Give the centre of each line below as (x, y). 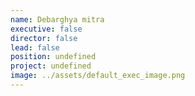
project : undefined (51, 66)
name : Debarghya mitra (57, 19)
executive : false (46, 29)
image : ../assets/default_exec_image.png (98, 76)
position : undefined (53, 57)
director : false (44, 38)
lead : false (35, 47)
